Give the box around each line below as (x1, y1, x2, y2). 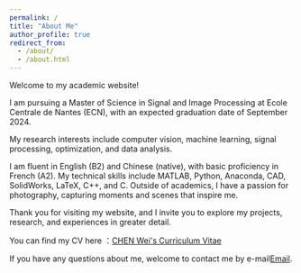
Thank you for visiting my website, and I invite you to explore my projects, (9, 207, 283, 217)
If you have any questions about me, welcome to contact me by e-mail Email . (9, 253, 293, 264)
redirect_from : (9, 38, 67, 48)
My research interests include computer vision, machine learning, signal (9, 134, 277, 144)
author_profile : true (9, 30, 91, 39)
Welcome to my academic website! (9, 80, 140, 90)
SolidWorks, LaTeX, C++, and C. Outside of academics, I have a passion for (9, 180, 289, 190)
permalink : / (9, 13, 59, 23)
